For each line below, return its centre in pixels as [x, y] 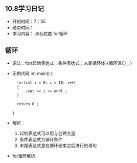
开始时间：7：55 [29, 21]
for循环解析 [24, 156]
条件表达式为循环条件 [41, 139]
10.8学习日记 [24, 9]
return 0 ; [28, 104]
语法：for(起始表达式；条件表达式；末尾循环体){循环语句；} [72, 63]
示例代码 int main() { [32, 73]
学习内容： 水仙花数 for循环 [40, 34]
